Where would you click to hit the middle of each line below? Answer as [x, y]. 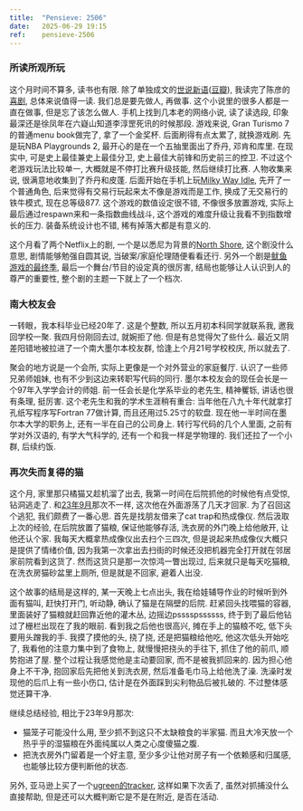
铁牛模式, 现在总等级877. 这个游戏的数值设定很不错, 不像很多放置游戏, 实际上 [151, 202]
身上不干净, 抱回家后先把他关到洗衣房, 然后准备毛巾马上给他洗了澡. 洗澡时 [147, 672]
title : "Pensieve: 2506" [58, 18]
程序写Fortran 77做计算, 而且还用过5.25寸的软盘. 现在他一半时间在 [156, 412]
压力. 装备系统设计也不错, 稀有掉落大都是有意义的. [118, 225]
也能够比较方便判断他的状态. [75, 767]
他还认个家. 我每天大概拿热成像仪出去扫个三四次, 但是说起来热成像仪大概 [145, 539]
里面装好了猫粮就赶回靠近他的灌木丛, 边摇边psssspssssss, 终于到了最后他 [147, 615]
